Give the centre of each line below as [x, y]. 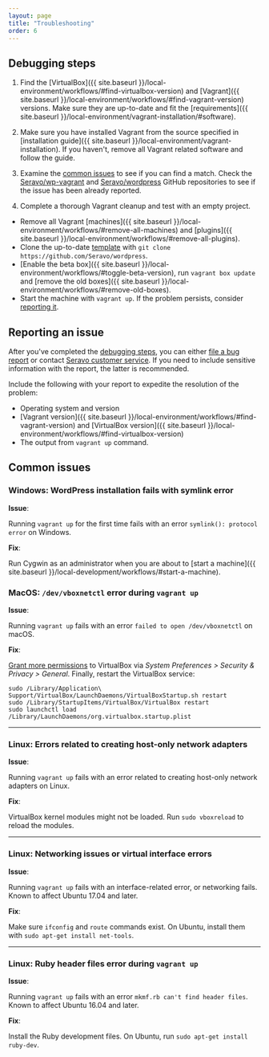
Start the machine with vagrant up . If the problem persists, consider [132, 299]
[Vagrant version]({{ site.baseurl [73, 417]
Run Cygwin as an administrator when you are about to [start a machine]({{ [132, 563]
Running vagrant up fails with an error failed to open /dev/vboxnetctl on [130, 625]
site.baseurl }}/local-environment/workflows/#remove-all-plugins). [130, 239]
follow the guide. [48, 158]
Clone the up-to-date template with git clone [95, 247]
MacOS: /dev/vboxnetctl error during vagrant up [103, 593]
